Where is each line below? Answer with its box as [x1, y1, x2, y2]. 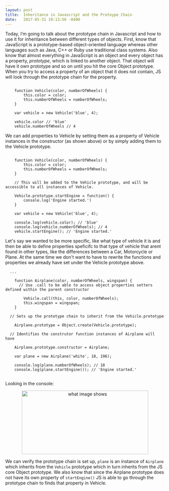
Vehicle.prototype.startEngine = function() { [14, 194, 114, 199]
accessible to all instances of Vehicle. [5, 185, 94, 190]
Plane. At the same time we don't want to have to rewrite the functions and [5, 254, 161, 260]
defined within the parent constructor [5, 287, 90, 292]
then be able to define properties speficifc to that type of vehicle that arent [5, 243, 161, 250]
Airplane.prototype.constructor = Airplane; [14, 345, 110, 350]
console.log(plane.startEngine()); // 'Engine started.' [14, 367, 137, 373]
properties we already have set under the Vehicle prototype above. [5, 260, 145, 266]
